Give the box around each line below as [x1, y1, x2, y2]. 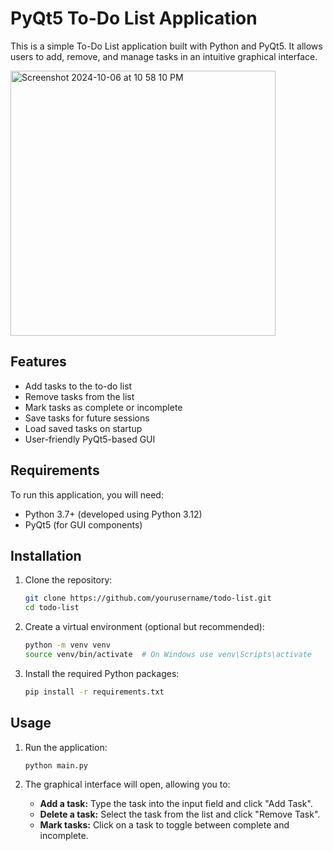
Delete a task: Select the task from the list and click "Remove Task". [39, 808, 321, 821]
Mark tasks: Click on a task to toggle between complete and [39, 819, 290, 831]
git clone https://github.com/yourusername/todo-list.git [24, 593, 272, 604]
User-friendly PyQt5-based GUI [24, 433, 156, 445]
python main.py [24, 760, 89, 771]
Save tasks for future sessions [24, 412, 150, 424]
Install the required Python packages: [24, 667, 180, 679]
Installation [10, 547, 82, 564]
